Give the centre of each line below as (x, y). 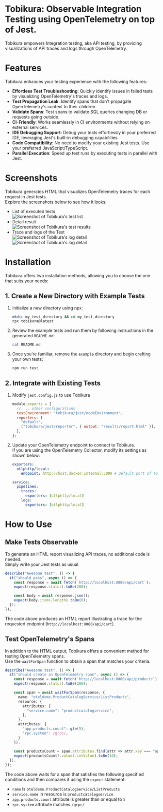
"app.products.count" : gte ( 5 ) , (54, 729)
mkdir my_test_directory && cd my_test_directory (63, 317)
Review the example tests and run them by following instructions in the (83, 330)
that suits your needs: (27, 281)
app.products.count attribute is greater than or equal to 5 (69, 799)
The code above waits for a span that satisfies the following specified (74, 774)
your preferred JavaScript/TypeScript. (50, 148)
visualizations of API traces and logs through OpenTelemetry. (66, 48)
